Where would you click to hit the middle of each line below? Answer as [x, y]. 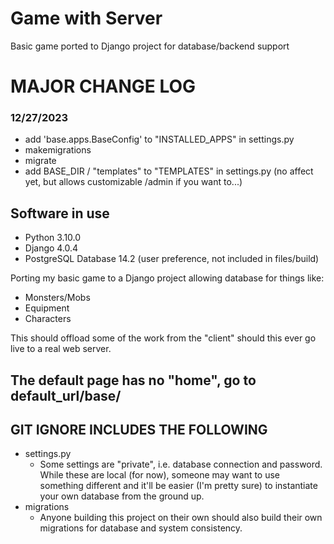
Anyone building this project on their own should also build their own [181, 518]
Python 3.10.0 [53, 238]
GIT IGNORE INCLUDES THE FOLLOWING [139, 430]
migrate [40, 161]
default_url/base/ [66, 395]
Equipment [47, 308]
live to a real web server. [61, 349]
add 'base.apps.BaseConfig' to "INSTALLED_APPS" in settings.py [159, 139]
